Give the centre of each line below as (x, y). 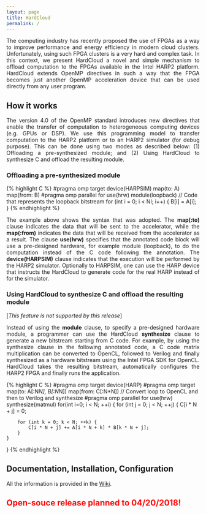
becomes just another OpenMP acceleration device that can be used (103, 80)
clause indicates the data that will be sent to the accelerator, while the (103, 227)
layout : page (23, 12)
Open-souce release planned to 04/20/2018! (94, 503)
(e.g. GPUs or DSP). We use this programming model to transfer (103, 134)
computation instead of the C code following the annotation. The (103, 252)
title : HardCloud (29, 18)
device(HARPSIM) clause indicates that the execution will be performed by (103, 259)
